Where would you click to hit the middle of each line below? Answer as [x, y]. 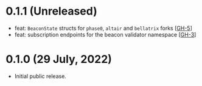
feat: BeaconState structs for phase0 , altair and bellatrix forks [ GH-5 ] [103, 28]
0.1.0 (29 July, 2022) [59, 59]
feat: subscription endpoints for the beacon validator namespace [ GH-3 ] [105, 34]
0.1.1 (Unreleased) [52, 11]
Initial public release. [40, 76]
